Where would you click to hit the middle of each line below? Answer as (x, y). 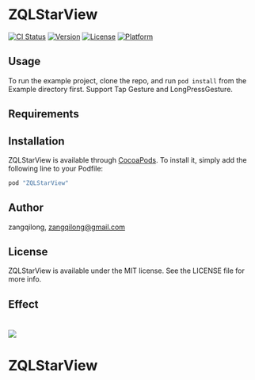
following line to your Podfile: (56, 168)
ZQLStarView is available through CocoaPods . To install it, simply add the (127, 159)
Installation (36, 141)
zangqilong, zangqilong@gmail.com (67, 227)
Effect (23, 304)
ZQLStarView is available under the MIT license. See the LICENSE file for (127, 271)
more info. (25, 279)
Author (26, 208)
